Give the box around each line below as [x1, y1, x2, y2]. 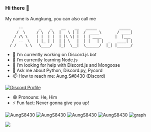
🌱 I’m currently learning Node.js [12, 57, 78, 63]
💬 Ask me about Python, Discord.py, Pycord [12, 67, 103, 74]
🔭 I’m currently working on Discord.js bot [12, 52, 97, 58]
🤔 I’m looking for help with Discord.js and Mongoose [12, 62, 120, 68]
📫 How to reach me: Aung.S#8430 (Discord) [12, 73, 106, 79]
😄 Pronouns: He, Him [12, 94, 57, 100]
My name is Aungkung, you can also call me [5, 16, 96, 22]
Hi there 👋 [5, 4, 30, 11]
